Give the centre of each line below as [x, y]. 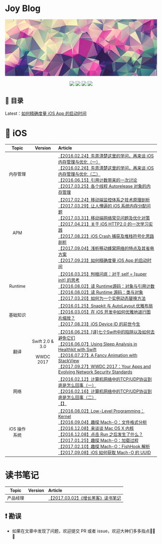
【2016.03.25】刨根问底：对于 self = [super [102, 274]
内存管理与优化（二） [79, 174]
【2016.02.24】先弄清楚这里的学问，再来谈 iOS [106, 156]
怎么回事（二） [81, 397]
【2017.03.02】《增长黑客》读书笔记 [85, 498]
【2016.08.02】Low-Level [85, 411]
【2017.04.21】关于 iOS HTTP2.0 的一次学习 [103, 224]
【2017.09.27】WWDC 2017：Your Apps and [104, 366]
